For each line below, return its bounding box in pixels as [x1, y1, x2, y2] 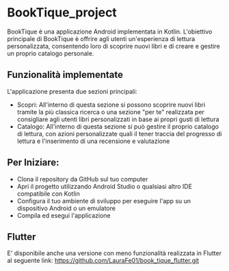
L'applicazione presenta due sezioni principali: [7, 87, 138, 95]
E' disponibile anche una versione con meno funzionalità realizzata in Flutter [7, 249, 222, 257]
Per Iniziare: [7, 157, 59, 168]
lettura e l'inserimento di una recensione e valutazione [16, 137, 170, 145]
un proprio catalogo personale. [7, 49, 94, 57]
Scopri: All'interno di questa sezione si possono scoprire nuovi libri [16, 101, 206, 109]
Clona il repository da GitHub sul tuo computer [16, 175, 148, 183]
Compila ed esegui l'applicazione [16, 211, 111, 220]
